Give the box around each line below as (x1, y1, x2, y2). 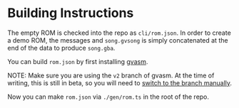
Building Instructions (7, 5, 134, 21)
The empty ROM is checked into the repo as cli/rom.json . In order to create (7, 28, 232, 37)
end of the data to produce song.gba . (7, 43, 116, 52)
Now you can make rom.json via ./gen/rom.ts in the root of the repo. (7, 92, 209, 101)
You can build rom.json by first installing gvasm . (7, 57, 148, 65)
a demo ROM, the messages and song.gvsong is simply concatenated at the (7, 36, 228, 44)
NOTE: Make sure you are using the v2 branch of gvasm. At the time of (7, 71, 215, 80)
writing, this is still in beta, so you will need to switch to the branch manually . (7, 78, 233, 87)
